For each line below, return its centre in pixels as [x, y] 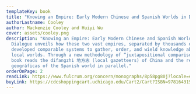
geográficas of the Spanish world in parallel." [71, 66]
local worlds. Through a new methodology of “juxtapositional [88, 55]
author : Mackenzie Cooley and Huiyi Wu [55, 28]
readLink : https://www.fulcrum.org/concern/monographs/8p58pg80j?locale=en [100, 76]
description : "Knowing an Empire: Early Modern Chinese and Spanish [91, 39]
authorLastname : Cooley [35, 22]
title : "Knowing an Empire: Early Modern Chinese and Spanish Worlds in [96, 17]
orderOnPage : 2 [24, 71]
